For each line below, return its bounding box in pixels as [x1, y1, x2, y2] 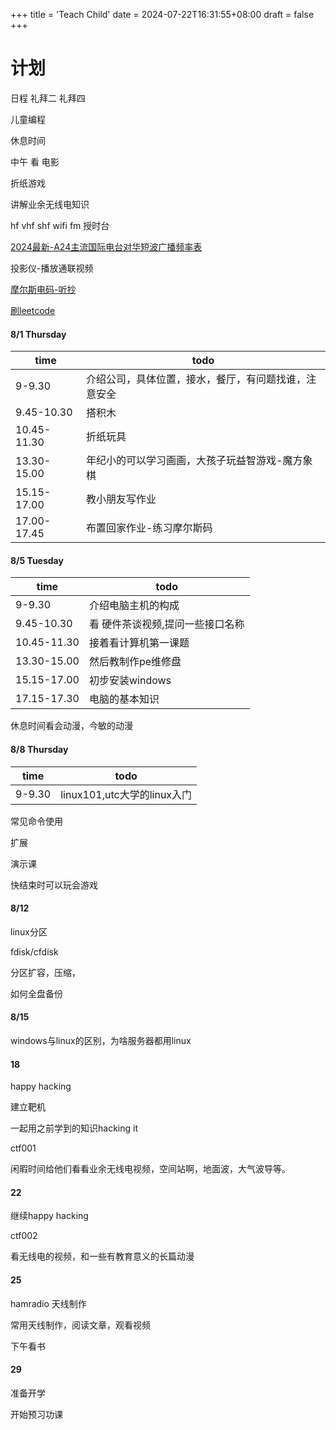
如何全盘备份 [10, 987, 63, 999]
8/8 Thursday [10, 743, 69, 755]
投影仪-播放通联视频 [10, 262, 94, 274]
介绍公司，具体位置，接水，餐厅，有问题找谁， [86, 372, 307, 386]
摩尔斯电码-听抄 [10, 283, 77, 295]
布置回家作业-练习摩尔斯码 [86, 521, 213, 535]
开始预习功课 [10, 1408, 63, 1420]
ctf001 [10, 1142, 37, 1154]
